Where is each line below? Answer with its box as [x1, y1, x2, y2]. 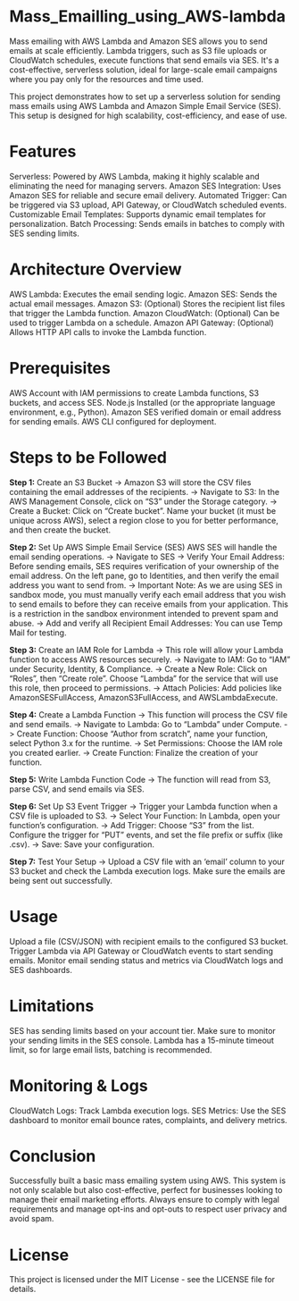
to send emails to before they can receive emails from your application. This [9, 599, 288, 609]
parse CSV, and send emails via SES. [9, 784, 145, 794]
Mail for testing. [9, 627, 67, 638]
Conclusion [9, 1146, 96, 1166]
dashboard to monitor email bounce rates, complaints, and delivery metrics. [9, 1114, 287, 1125]
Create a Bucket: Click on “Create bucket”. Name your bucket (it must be [9, 505, 277, 516]
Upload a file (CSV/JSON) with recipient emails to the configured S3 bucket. [9, 936, 288, 946]
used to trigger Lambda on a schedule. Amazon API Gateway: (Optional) [9, 317, 274, 328]
